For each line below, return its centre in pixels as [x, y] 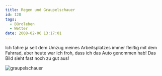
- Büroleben [22, 24]
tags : [11, 19]
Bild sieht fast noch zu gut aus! [37, 58]
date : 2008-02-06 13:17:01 [33, 33]
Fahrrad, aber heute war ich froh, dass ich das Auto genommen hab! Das [80, 53]
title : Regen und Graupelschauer [40, 10]
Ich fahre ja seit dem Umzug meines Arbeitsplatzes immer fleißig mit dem [81, 48]
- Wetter [19, 29]
